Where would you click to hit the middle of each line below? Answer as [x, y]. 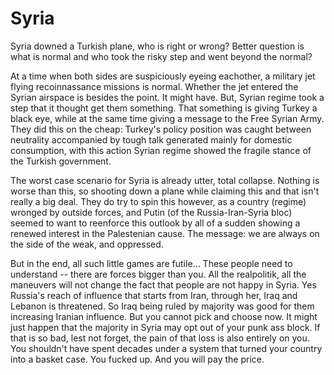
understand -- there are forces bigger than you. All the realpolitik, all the [158, 274]
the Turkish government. [61, 161]
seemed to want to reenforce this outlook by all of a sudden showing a [155, 223]
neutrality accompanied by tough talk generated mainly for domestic [151, 139]
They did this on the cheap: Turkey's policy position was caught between [161, 129]
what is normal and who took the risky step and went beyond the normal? [161, 56]
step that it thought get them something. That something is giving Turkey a [164, 108]
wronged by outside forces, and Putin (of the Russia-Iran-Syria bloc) [151, 212]
